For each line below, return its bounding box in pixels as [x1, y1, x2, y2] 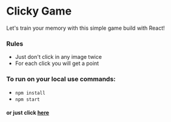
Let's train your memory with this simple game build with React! [6, 24, 165, 32]
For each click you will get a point [15, 59, 99, 67]
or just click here [6, 109, 50, 117]
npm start [15, 96, 41, 103]
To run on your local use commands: [6, 75, 116, 83]
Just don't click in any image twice [15, 53, 102, 61]
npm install [15, 90, 45, 96]
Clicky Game [6, 4, 72, 18]
